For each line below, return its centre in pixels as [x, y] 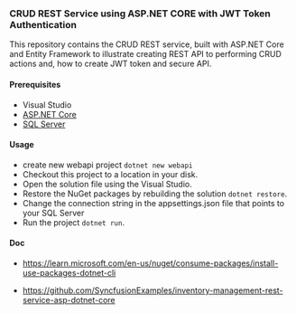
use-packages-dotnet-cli [69, 272]
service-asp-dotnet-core [69, 300]
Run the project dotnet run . [73, 222]
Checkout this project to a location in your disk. [110, 174]
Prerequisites [35, 84]
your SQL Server [53, 213]
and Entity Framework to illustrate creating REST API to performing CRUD [146, 54]
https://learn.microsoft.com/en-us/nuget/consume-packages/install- [150, 263]
